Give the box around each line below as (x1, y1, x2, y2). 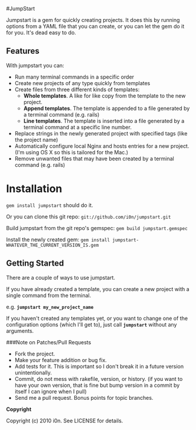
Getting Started (6, 258, 64, 269)
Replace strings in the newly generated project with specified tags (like (14, 130, 188, 137)
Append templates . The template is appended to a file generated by (23, 105, 190, 112)
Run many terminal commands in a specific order (14, 73, 135, 80)
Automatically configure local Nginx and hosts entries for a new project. (14, 142, 190, 150)
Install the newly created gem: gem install (6, 236, 110, 243)
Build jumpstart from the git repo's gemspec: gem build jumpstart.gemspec (6, 224, 188, 231)
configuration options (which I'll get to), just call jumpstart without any (6, 321, 177, 328)
